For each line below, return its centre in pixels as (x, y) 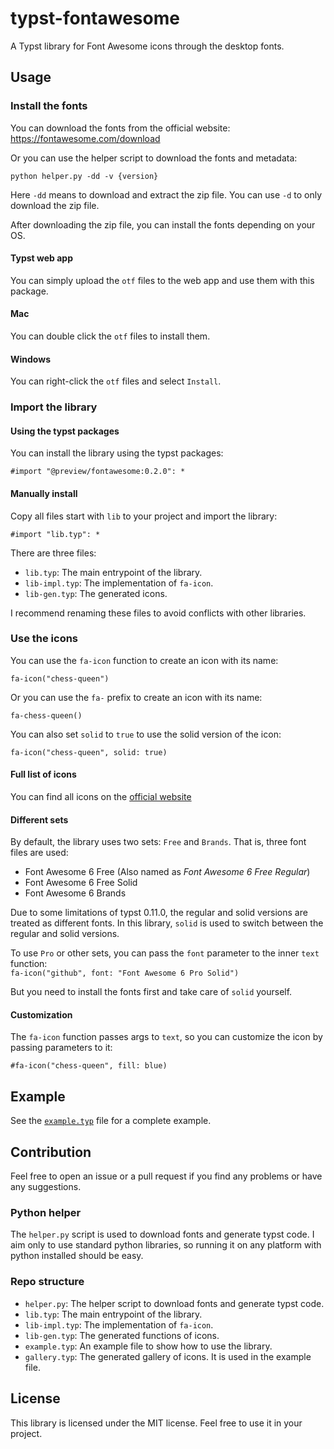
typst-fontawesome (95, 18)
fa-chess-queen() (46, 715)
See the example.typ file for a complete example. (111, 1121)
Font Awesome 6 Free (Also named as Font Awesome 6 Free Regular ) (167, 872)
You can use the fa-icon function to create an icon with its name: (144, 660)
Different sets (39, 819)
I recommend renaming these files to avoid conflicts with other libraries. (158, 613)
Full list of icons (43, 774)
